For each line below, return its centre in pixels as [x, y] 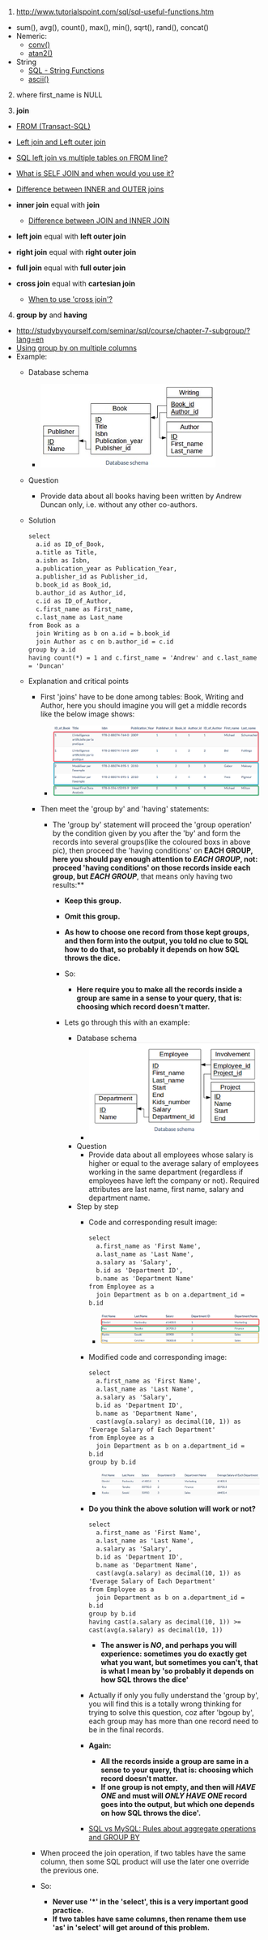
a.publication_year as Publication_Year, [106, 569]
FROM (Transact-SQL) [53, 126]
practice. [68, 1910]
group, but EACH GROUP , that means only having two [143, 876]
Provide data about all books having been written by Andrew [141, 496]
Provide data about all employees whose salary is [171, 1155]
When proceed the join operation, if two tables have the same [143, 1852]
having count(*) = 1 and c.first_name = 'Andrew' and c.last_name [143, 658]
